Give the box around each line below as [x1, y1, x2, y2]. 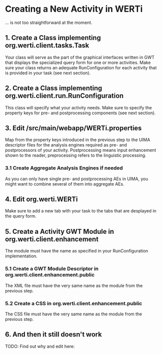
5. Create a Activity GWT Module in [5, 227, 114, 235]
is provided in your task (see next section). [5, 70, 91, 76]
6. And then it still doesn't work [5, 331, 102, 339]
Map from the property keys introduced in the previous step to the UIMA [5, 137, 150, 143]
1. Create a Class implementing [5, 34, 101, 42]
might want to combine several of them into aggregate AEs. [5, 181, 124, 187]
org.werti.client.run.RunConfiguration [5, 92, 124, 100]
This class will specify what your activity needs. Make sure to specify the [5, 104, 152, 110]
